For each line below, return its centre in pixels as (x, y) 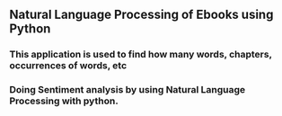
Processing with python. (64, 101)
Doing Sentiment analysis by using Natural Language (128, 90)
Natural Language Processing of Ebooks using (141, 15)
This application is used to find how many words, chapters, (141, 55)
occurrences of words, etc (68, 66)
